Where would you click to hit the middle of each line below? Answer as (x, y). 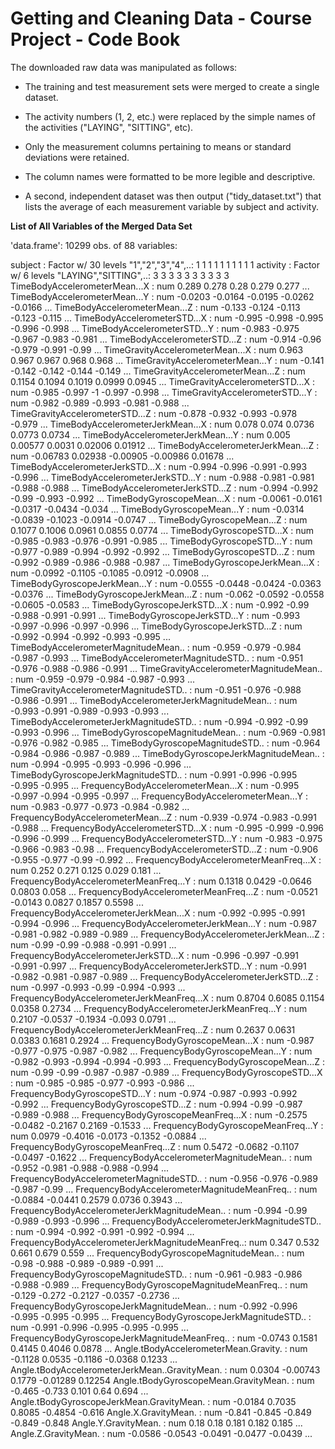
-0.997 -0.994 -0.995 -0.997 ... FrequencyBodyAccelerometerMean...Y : (159, 796)
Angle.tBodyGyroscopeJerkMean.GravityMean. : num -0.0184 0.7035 (153, 1401)
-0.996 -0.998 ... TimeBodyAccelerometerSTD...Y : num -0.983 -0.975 (155, 328)
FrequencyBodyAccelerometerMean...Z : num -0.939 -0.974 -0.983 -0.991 (163, 817)
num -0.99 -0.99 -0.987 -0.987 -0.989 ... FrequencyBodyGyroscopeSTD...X (166, 1072)
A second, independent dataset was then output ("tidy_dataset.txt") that (173, 196)
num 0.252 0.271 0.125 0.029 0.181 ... (86, 870)
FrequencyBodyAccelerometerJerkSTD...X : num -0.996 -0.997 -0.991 (155, 955)
